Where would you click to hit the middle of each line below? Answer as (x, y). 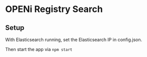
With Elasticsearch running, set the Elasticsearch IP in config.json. (74, 39)
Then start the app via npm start (39, 49)
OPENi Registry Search (54, 9)
